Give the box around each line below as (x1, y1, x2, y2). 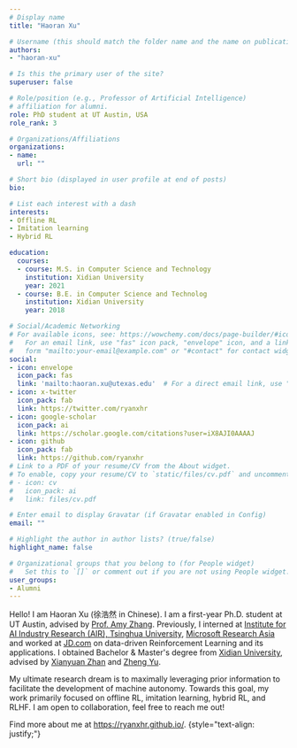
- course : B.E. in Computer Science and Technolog (17, 289, 208, 298)
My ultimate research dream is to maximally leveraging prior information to (9, 674, 281, 684)
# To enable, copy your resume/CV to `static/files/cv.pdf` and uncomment (9, 470, 291, 479)
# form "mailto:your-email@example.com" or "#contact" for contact (9, 346, 271, 355)
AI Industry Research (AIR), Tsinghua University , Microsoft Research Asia (9, 628, 276, 639)
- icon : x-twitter (9, 388, 77, 397)
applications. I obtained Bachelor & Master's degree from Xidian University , (9, 647, 283, 658)
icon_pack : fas (17, 371, 73, 381)
